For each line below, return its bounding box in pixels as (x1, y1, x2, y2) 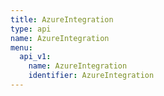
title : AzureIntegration (10, 14, 114, 25)
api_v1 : (19, 52, 52, 62)
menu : (10, 42, 33, 53)
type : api (10, 24, 52, 34)
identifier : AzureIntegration (28, 71, 155, 81)
